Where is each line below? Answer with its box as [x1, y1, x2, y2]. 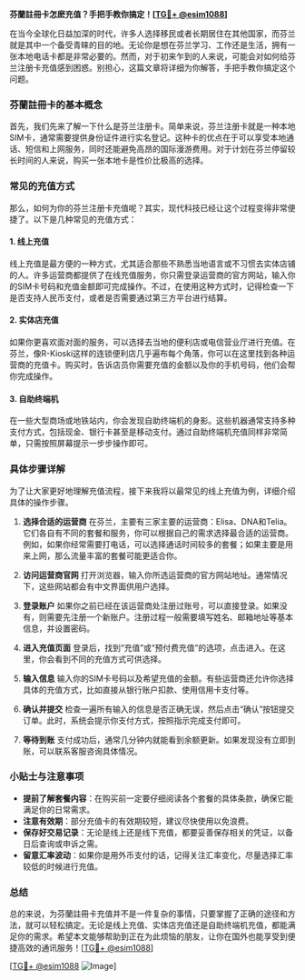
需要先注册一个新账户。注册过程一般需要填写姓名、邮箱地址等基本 [46, 611, 293, 622]
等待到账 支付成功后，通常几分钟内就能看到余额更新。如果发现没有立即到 [22, 734, 296, 745]
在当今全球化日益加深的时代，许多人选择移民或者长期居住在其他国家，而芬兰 [9, 28, 296, 39]
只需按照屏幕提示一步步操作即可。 [25, 438, 152, 449]
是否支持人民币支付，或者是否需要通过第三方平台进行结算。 [9, 292, 232, 303]
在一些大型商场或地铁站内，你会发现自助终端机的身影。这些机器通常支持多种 [9, 415, 296, 426]
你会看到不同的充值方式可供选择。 [38, 654, 166, 665]
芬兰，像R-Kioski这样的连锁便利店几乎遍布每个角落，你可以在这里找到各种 [9, 348, 288, 358]
